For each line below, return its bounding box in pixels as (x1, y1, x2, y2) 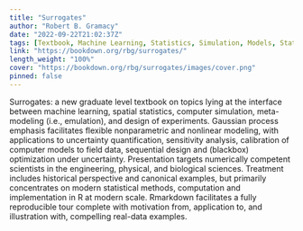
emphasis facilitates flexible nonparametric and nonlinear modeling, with (9, 125, 280, 136)
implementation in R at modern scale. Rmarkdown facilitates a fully (9, 191, 257, 202)
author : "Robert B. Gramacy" (9, 22, 119, 31)
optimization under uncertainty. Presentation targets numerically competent (9, 154, 291, 164)
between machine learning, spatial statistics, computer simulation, (9, 105, 255, 117)
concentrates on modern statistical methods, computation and (9, 182, 241, 193)
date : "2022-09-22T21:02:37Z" (9, 30, 124, 39)
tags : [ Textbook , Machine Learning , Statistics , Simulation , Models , (9, 38, 277, 48)
